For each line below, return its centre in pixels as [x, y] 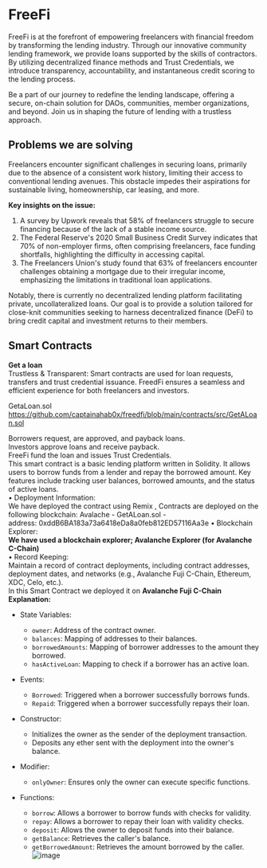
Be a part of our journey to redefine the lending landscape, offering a [122, 94]
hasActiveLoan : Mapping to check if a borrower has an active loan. [140, 664]
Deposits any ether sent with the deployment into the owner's [133, 742]
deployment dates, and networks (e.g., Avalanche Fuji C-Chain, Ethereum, [130, 573]
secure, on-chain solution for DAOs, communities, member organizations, [129, 103]
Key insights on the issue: [52, 205]
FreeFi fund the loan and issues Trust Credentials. [90, 455]
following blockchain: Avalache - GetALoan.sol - [87, 514]
